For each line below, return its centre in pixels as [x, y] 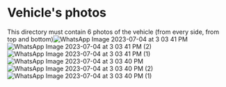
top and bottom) [30, 39]
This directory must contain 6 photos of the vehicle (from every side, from [113, 32]
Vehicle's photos [57, 13]
